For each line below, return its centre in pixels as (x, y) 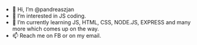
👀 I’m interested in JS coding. (49, 16)
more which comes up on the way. (55, 29)
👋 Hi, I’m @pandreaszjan (43, 9)
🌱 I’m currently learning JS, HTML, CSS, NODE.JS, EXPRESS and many (101, 22)
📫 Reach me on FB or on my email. (57, 36)
